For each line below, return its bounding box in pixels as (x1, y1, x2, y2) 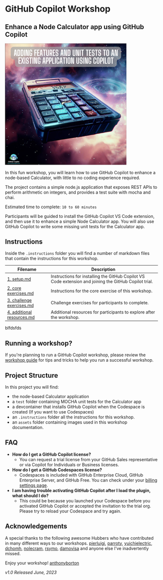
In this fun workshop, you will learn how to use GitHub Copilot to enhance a (5, 169, 156, 175)
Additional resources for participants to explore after (50, 309, 155, 315)
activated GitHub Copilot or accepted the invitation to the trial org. (19, 503, 151, 509)
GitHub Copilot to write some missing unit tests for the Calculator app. (5, 223, 145, 229)
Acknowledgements (5, 522, 67, 530)
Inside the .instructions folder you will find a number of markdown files (5, 250, 150, 256)
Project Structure (5, 371, 58, 380)
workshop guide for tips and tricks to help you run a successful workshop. (5, 357, 154, 363)
